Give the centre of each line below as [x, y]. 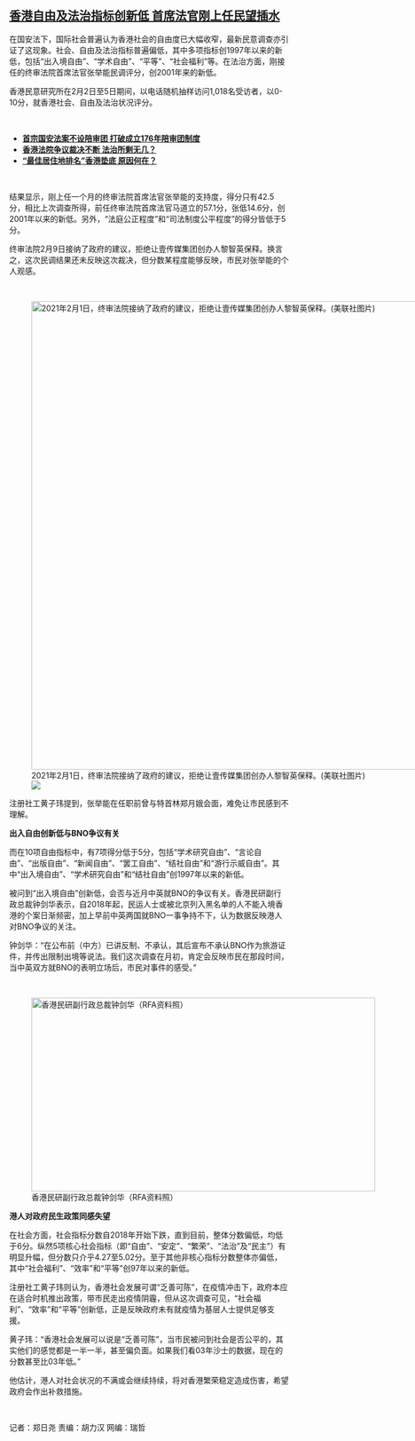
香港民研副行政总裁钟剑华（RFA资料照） [105, 1197]
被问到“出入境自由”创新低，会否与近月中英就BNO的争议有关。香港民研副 [141, 893]
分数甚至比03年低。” [45, 1361]
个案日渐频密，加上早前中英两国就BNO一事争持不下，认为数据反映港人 [153, 915]
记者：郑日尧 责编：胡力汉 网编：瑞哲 [78, 1427]
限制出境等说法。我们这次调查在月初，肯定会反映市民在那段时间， [168, 956]
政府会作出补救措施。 [48, 1391]
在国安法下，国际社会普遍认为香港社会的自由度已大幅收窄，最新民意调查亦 [145, 39]
